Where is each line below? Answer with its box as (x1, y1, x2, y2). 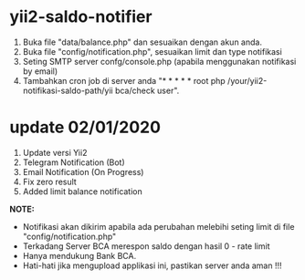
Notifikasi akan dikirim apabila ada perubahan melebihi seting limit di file (22, 221, 295, 232)
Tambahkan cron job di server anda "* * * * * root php (22, 75, 226, 86)
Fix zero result (22, 176, 78, 187)
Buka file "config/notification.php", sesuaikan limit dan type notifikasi (22, 46, 283, 57)
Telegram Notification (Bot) (22, 157, 125, 168)
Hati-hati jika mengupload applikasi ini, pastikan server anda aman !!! (22, 260, 282, 271)
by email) (22, 66, 58, 77)
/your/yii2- (226, 75, 268, 86)
